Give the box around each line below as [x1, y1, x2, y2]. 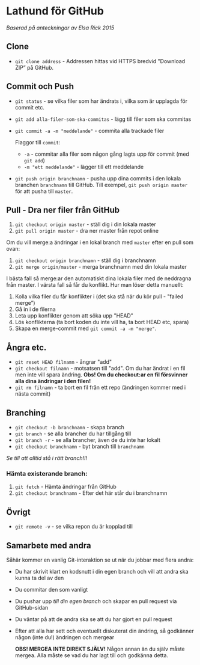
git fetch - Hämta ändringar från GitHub [14, 483, 117, 491]
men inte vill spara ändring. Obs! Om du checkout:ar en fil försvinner [14, 371, 188, 378]
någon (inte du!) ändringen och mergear [14, 633, 115, 641]
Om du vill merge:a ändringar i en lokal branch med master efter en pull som [6, 239, 194, 246]
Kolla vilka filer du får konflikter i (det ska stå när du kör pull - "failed [14, 293, 184, 300]
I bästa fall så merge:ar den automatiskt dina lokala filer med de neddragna [6, 275, 192, 282]
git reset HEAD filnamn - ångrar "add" [14, 358, 112, 366]
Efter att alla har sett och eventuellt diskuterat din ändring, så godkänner [14, 627, 194, 634]
